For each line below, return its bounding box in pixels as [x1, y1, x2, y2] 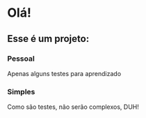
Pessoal [7, 54, 35, 64]
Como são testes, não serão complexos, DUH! [7, 103, 139, 111]
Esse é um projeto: [7, 33, 90, 45]
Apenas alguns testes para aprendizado [7, 69, 122, 78]
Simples [7, 87, 35, 96]
